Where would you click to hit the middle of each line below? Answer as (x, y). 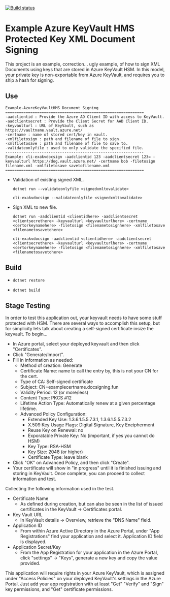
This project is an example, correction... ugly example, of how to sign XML (83, 64)
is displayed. (33, 542)
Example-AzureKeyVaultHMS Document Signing (52, 108)
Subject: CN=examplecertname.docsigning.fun (69, 387)
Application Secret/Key (37, 547)
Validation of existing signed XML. (48, 179)
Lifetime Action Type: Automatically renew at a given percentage (88, 403)
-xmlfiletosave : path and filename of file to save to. (67, 143)
